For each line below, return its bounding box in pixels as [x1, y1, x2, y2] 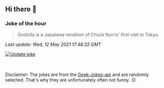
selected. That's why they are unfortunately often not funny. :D [5, 76, 136, 83]
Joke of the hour [5, 20, 46, 27]
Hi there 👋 [5, 5, 37, 14]
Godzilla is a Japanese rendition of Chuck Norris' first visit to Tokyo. [17, 31, 159, 38]
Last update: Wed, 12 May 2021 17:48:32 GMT [5, 41, 101, 47]
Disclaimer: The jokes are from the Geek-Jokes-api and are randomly [5, 71, 149, 77]
